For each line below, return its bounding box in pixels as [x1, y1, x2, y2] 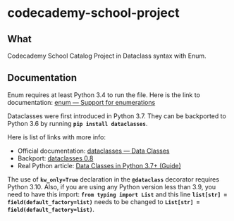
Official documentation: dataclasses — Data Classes [17, 146, 170, 155]
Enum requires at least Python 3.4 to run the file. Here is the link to [7, 90, 201, 99]
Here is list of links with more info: [7, 132, 106, 141]
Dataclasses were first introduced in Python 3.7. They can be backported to [7, 111, 227, 120]
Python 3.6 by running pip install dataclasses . [7, 119, 148, 127]
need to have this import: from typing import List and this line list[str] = [7, 190, 228, 198]
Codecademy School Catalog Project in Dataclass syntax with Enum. [7, 51, 207, 60]
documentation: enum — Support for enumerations [7, 98, 156, 106]
